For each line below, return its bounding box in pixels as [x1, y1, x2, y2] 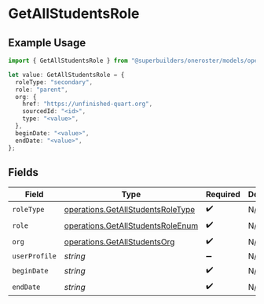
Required [205, 189, 241, 200]
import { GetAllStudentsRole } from [8, 57, 128, 64]
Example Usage [8, 36, 86, 49]
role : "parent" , [15, 86, 68, 93]
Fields [8, 166, 39, 179]
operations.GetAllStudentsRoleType [64, 203, 196, 214]
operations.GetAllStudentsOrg [64, 236, 175, 247]
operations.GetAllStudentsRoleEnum [64, 220, 199, 231]
